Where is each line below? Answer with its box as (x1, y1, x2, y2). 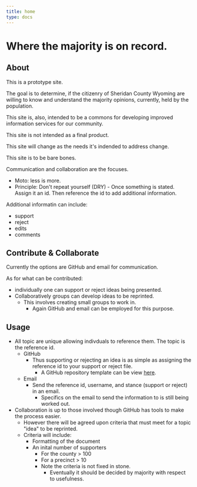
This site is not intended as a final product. (6, 131, 109, 138)
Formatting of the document (32, 438, 101, 445)
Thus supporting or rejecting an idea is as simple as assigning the (32, 356, 192, 363)
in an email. (32, 388, 61, 395)
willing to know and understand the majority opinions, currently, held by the (6, 96, 189, 103)
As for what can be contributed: (6, 275, 84, 282)
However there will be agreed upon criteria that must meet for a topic (23, 419, 191, 426)
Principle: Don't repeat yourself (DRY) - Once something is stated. (14, 183, 175, 190)
